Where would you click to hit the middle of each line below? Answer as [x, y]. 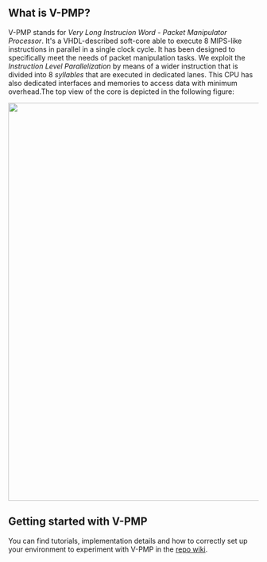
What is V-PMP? [49, 13]
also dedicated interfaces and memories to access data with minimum [123, 83]
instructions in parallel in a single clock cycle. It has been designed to [122, 49]
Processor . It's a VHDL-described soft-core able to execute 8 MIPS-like [125, 41]
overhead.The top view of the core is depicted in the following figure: [121, 92]
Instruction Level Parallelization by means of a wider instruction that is [123, 66]
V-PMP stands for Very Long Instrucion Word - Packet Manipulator [118, 32]
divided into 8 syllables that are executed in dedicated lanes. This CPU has [131, 74]
